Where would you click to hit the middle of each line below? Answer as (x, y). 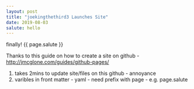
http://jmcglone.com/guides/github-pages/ (58, 62)
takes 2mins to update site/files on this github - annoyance (85, 73)
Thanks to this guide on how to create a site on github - (73, 56)
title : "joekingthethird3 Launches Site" (57, 17)
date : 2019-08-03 (27, 22)
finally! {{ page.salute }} (35, 44)
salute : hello (23, 28)
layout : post (22, 11)
